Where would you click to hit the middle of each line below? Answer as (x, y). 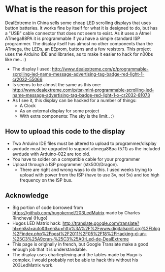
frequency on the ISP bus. (46, 180)
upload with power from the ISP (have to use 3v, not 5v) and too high (89, 175)
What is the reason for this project (76, 9)
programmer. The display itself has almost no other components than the (79, 43)
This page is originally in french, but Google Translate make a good (80, 244)
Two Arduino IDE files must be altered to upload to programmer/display (84, 143)
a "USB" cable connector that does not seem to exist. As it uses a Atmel (78, 33)
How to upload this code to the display (65, 132)
